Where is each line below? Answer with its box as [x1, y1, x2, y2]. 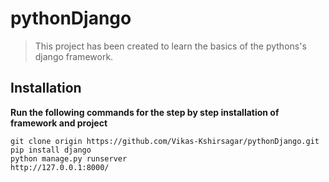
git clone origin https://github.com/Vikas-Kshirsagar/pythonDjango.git [10, 136, 320, 146]
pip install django [10, 145, 92, 155]
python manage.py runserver [10, 153, 128, 164]
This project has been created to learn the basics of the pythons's [34, 40, 307, 52]
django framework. [34, 50, 114, 62]
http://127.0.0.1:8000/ [10, 162, 110, 172]
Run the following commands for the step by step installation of [10, 106, 280, 118]
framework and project [10, 117, 108, 129]
